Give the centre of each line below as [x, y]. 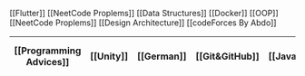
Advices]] [48, 62]
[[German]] [162, 56]
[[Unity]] [109, 56]
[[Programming [48, 51]
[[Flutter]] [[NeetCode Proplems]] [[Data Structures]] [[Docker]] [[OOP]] [144, 13]
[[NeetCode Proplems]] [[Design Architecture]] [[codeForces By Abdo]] [143, 23]
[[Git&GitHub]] [228, 56]
